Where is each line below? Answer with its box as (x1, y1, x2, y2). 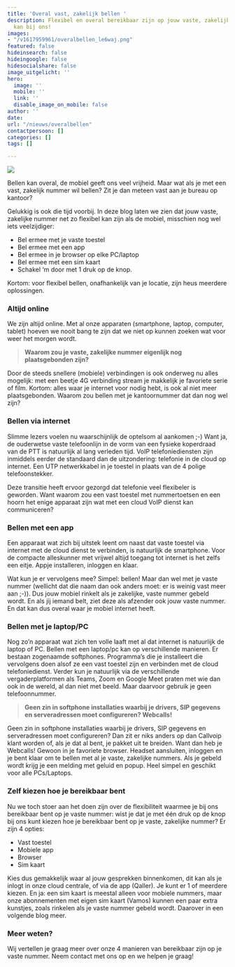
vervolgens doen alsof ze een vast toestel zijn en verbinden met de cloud (7, 660, 219, 668)
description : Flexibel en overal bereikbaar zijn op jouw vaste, (7, 17, 201, 24)
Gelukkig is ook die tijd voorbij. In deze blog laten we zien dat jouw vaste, (7, 207, 218, 216)
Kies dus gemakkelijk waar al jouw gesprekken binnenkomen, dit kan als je (7, 874, 222, 882)
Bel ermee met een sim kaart (17, 258, 101, 267)
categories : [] (7, 134, 52, 141)
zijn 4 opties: (7, 824, 45, 833)
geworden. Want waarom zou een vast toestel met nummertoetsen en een (7, 490, 221, 499)
